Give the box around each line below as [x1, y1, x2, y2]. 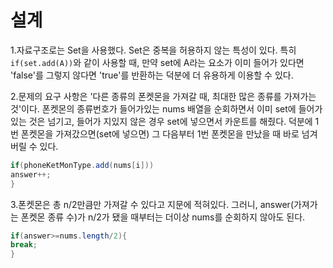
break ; [10, 240, 38, 250]
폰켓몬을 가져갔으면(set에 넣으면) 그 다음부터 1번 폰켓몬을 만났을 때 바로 [20, 127, 300, 140]
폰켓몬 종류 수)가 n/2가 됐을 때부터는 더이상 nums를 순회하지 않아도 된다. [20, 211, 306, 223]
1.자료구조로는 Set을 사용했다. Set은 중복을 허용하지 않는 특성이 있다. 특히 [10, 44, 297, 56]
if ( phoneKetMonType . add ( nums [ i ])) [10, 160, 155, 170]
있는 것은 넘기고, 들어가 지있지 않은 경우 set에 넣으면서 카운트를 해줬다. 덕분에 [10, 115, 313, 127]
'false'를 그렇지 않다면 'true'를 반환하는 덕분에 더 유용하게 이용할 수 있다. [10, 69, 294, 81]
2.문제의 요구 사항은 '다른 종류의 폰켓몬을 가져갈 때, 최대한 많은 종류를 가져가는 [10, 90, 317, 102]
